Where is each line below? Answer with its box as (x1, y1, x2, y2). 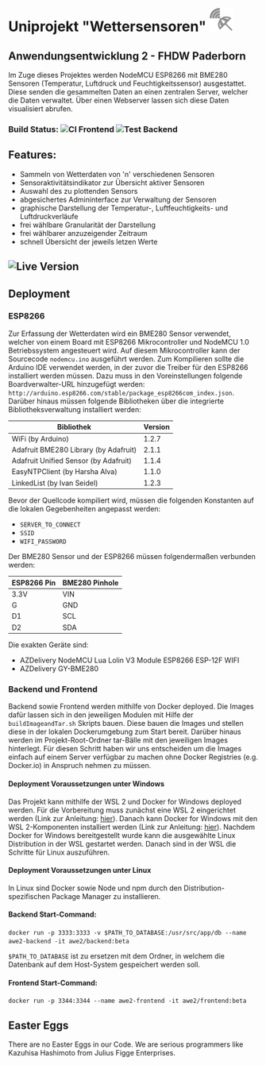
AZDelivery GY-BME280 (19, 664, 99, 673)
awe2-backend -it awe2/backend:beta (8, 937, 129, 945)
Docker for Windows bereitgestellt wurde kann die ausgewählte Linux (8, 830, 236, 840)
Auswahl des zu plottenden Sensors (19, 186, 138, 195)
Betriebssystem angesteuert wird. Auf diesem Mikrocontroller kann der (8, 345, 241, 355)
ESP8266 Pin (11, 577, 56, 587)
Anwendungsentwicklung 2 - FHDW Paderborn (8, 49, 246, 63)
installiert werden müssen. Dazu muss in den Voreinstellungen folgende (8, 371, 243, 380)
